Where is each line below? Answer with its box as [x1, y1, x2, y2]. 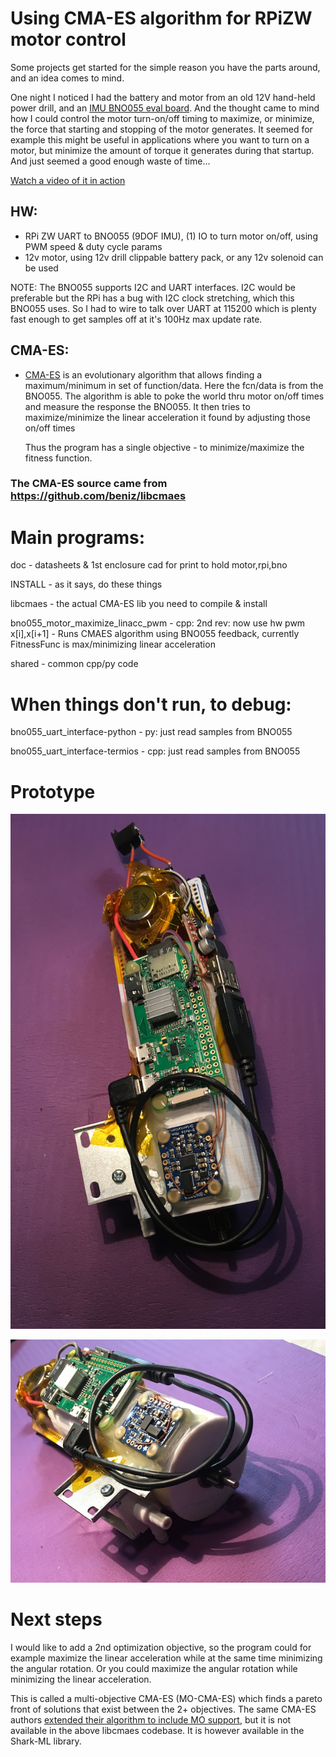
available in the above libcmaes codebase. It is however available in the [10, 1725, 305, 1737]
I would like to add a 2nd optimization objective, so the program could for [10, 1642, 312, 1654]
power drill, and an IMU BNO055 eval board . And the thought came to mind [10, 102, 320, 114]
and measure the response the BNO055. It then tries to [24, 400, 251, 412]
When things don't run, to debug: [10, 693, 292, 716]
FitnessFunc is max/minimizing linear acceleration [10, 638, 216, 651]
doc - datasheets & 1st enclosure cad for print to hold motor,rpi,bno [10, 559, 288, 571]
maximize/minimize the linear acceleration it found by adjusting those [24, 411, 311, 423]
